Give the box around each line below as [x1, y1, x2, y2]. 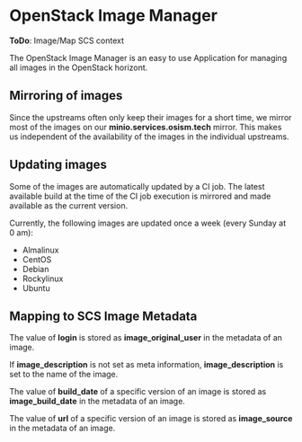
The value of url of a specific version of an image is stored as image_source [9, 413, 293, 424]
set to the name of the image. [9, 369, 119, 380]
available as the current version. [9, 199, 129, 211]
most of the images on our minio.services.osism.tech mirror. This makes [9, 121, 282, 132]
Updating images [9, 157, 108, 172]
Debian [22, 263, 49, 274]
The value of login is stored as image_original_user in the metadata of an [9, 332, 283, 343]
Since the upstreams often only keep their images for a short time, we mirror [9, 111, 292, 122]
